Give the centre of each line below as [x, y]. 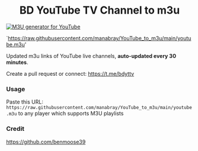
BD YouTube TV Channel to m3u [100, 10]
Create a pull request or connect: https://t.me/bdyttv [70, 73]
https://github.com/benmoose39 [46, 142]
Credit [15, 129]
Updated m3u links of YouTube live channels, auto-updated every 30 [91, 56]
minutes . [17, 62]
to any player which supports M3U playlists [71, 114]
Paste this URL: [25, 102]
